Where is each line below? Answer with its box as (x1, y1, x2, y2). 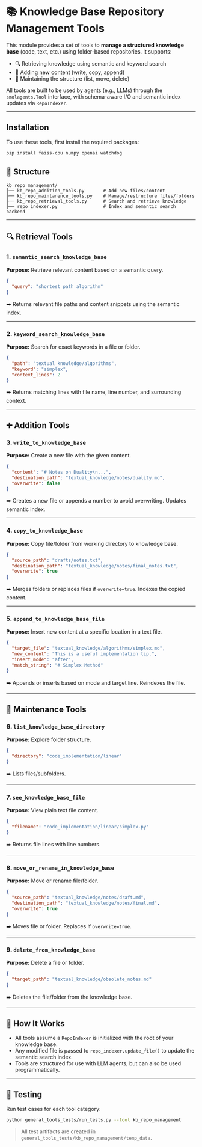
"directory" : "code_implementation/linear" (11, 753, 122, 759)
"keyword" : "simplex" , (11, 366, 69, 372)
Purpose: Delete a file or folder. (6, 959, 85, 966)
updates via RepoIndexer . (6, 99, 68, 106)
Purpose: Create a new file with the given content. (6, 452, 131, 459)
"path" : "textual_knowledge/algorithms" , (11, 360, 117, 367)
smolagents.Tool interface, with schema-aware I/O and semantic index (6, 93, 182, 100)
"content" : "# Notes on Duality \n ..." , (11, 469, 112, 475)
